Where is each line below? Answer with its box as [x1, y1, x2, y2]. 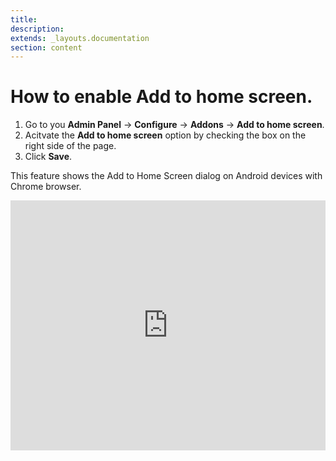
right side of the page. [24, 140, 117, 152]
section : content [10, 42, 83, 53]
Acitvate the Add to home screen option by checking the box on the [24, 129, 307, 141]
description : [10, 24, 65, 34]
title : [10, 14, 38, 25]
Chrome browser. [10, 181, 82, 193]
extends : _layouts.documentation [10, 33, 150, 43]
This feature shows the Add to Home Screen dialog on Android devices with [10, 170, 323, 182]
